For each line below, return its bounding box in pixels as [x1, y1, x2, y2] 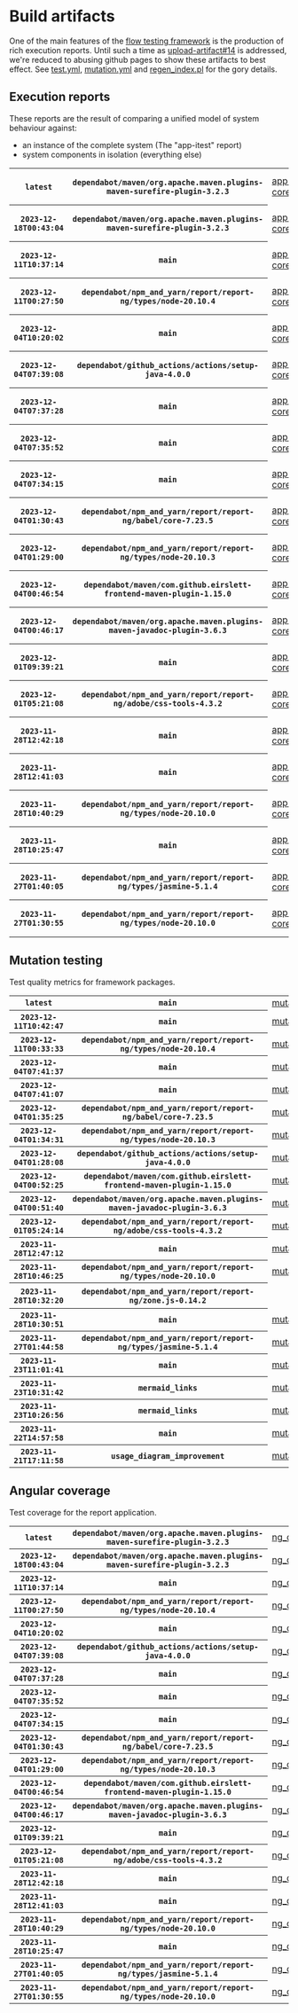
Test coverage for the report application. [9, 1507, 157, 1517]
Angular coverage [9, 1484, 111, 1499]
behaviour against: [9, 122, 77, 133]
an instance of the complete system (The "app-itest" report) [21, 139, 242, 150]
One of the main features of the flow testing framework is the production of [9, 35, 284, 46]
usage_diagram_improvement [110, 1452, 225, 1461]
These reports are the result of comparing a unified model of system [9, 113, 260, 123]
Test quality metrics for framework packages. [9, 976, 176, 987]
